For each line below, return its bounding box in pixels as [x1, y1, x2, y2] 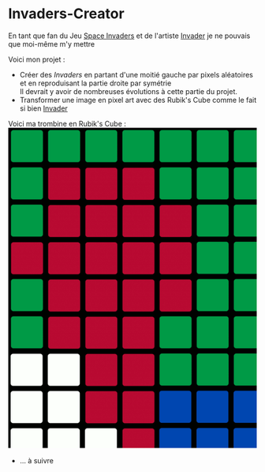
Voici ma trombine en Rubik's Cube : [8, 119, 126, 128]
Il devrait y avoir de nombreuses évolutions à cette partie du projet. [19, 86, 238, 96]
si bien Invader [19, 104, 69, 113]
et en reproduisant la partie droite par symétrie [19, 78, 172, 88]
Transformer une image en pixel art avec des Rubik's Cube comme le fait [19, 95, 257, 104]
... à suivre [19, 455, 54, 465]
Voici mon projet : [8, 55, 65, 64]
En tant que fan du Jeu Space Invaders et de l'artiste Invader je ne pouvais [8, 31, 251, 40]
